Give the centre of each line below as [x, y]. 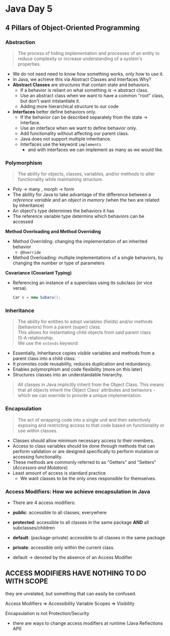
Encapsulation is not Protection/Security [47, 613]
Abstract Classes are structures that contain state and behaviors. [81, 85]
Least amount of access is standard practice [59, 473]
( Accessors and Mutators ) [40, 467]
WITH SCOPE [27, 581]
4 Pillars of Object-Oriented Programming [73, 28]
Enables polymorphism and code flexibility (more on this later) [77, 369]
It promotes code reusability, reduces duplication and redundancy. [82, 364]
